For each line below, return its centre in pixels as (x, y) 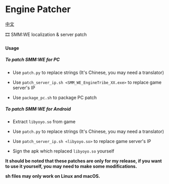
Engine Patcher (38, 9)
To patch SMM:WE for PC (32, 60)
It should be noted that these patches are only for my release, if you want (83, 161)
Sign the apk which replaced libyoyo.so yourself (64, 151)
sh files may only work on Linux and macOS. (53, 176)
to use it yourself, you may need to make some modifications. (71, 166)
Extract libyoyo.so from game (44, 122)
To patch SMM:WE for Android (38, 109)
